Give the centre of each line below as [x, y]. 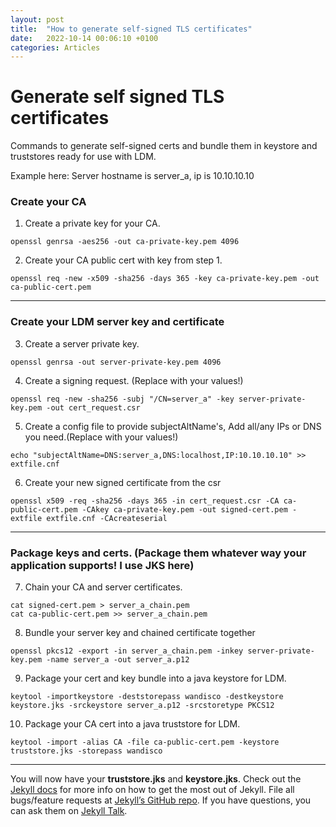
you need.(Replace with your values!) [101, 437]
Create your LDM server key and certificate [117, 322]
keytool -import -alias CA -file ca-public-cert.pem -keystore [145, 742]
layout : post [37, 19]
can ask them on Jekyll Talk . [69, 811]
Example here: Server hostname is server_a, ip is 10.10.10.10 [132, 176]
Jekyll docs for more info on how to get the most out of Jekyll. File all [152, 790]
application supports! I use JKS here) [102, 565]
